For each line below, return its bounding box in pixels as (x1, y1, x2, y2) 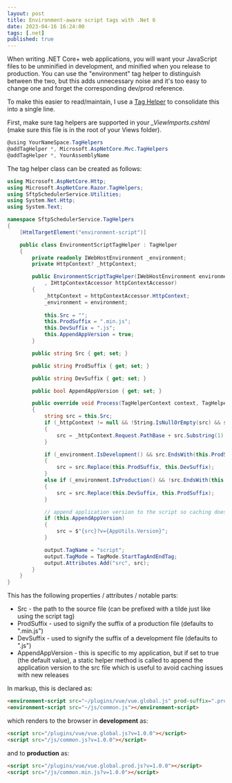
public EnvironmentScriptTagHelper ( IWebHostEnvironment (32, 273, 196, 280)
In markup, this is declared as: (7, 684, 93, 692)
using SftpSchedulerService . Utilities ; (7, 191, 122, 198)
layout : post (7, 10, 45, 17)
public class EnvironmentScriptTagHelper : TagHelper (19, 241, 177, 248)
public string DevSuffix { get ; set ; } (32, 375, 147, 382)
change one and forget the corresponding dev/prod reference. (7, 84, 185, 93)
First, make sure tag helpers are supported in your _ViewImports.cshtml (7, 118, 211, 127)
